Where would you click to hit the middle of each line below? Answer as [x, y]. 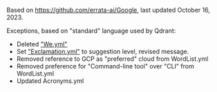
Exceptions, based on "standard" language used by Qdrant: [91, 31]
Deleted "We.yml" [42, 44]
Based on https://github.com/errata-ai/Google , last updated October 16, [108, 10]
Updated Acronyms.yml [50, 81]
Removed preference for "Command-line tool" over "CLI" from [105, 66]
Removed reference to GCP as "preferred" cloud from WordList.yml [112, 59]
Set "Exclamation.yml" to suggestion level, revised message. [103, 52]
